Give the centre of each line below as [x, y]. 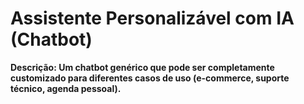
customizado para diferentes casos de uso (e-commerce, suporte [150, 78]
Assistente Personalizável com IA [152, 18]
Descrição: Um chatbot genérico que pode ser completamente [142, 67]
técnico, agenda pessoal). [66, 88]
